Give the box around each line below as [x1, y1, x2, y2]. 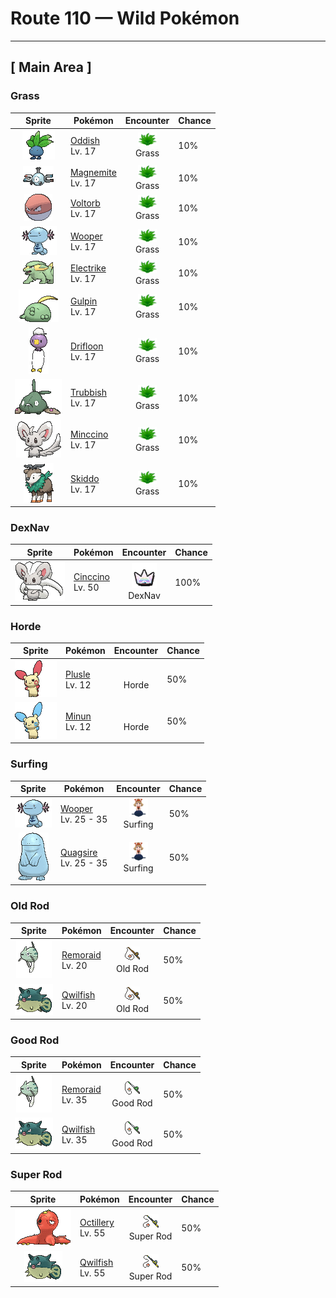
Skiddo [70, 472, 100, 484]
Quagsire [60, 846, 98, 858]
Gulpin [70, 295, 98, 307]
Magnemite [70, 167, 117, 179]
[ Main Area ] [10, 59, 92, 76]
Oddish [70, 134, 100, 146]
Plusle [65, 668, 91, 680]
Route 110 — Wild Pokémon [10, 7, 240, 30]
